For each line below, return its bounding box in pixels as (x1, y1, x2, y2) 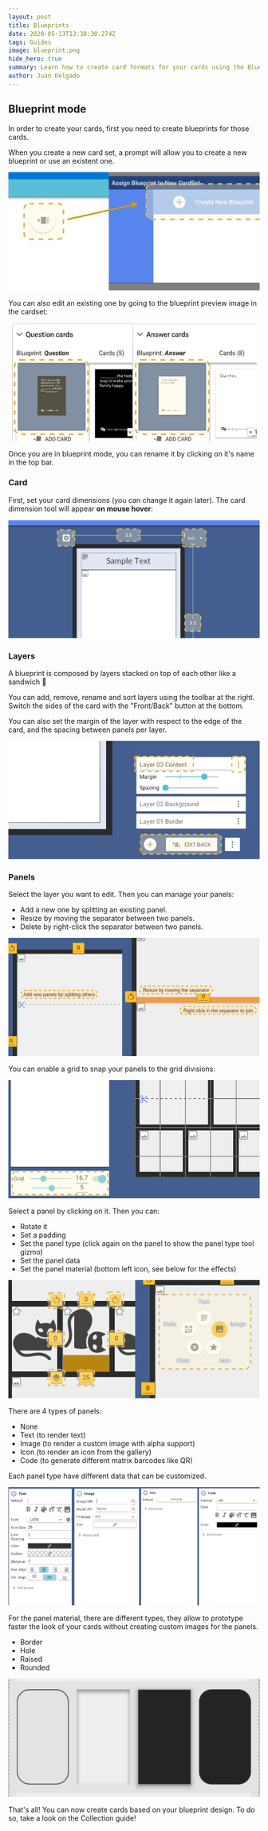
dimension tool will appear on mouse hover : (8, 504, 154, 513)
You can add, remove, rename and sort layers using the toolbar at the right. (8, 693, 255, 702)
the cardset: (8, 306, 48, 316)
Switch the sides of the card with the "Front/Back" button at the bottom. (8, 701, 245, 710)
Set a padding (19, 1230, 66, 1240)
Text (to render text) (19, 1430, 86, 1440)
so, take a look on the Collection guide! (8, 1813, 137, 1823)
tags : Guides (8, 38, 52, 46)
